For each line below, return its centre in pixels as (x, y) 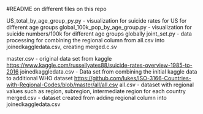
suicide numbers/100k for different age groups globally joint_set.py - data (99, 34)
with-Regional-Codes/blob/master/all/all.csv (62, 85)
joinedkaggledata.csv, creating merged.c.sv (62, 47)
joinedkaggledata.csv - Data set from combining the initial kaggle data (109, 72)
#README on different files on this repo (56, 9)
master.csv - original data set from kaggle (59, 59)
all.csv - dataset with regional (157, 85)
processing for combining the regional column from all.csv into (86, 40)
